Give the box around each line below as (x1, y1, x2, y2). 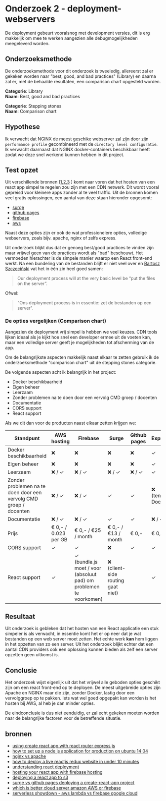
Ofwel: (5, 290, 19, 296)
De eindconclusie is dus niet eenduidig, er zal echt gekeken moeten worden (5, 710, 160, 716)
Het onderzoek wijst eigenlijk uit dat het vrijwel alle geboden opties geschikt (5, 680, 160, 686)
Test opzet (5, 166, 39, 174)
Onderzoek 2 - (5, 3, 66, 14)
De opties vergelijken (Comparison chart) (5, 318, 106, 325)
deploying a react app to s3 (12, 774, 68, 781)
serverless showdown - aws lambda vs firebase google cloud (12, 790, 138, 796)
